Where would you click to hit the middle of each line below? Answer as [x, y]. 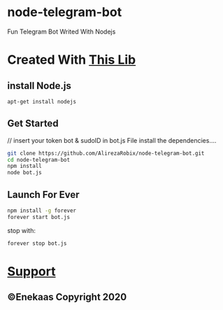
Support [31, 271]
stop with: [22, 230]
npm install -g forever [42, 211]
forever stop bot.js [37, 243]
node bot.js [24, 173]
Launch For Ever [43, 194]
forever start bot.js [39, 217]
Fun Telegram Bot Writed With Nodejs [62, 31]
